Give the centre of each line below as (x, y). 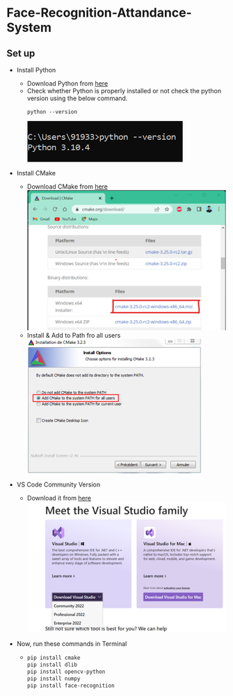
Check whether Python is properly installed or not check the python (124, 91)
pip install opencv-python (66, 672)
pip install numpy (54, 679)
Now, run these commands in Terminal (72, 643)
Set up (21, 53)
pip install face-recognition (71, 686)
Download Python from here (67, 84)
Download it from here (59, 498)
